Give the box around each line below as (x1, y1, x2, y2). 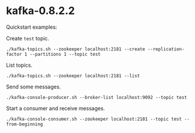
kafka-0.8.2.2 (6, 4, 75, 18)
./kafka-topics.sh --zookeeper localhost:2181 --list (6, 73, 141, 79)
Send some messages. (6, 83, 61, 90)
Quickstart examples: (6, 23, 57, 30)
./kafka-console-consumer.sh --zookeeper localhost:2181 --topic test (6, 116, 182, 122)
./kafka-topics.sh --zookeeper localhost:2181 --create (6, 46, 145, 52)
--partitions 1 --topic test (29, 51, 101, 57)
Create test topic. (6, 35, 50, 42)
